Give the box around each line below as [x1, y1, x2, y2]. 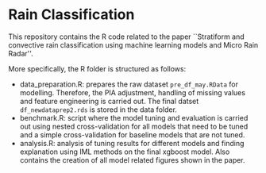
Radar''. [8, 48, 33, 58]
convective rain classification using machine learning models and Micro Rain [8, 40, 259, 49]
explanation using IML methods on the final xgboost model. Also [19, 147, 230, 156]
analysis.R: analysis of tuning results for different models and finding [19, 138, 245, 148]
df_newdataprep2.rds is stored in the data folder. [19, 105, 177, 114]
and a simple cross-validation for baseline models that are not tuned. [19, 129, 245, 140]
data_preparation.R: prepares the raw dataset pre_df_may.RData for [19, 79, 239, 89]
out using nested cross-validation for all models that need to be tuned [19, 121, 249, 131]
